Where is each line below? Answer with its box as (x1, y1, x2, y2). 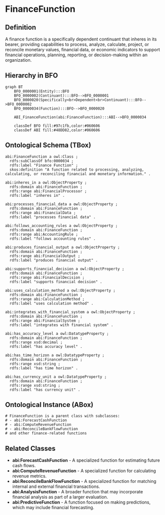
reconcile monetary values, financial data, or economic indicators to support (5, 47, 160, 52)
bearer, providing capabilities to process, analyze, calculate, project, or (5, 41, 149, 47)
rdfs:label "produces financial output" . (9, 257, 98, 262)
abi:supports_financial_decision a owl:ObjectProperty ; (5, 266, 125, 271)
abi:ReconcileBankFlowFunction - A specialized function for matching (12, 478, 157, 484)
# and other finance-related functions (5, 431, 87, 436)
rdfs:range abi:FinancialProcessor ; (9, 188, 87, 193)
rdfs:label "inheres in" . (9, 193, 65, 198)
